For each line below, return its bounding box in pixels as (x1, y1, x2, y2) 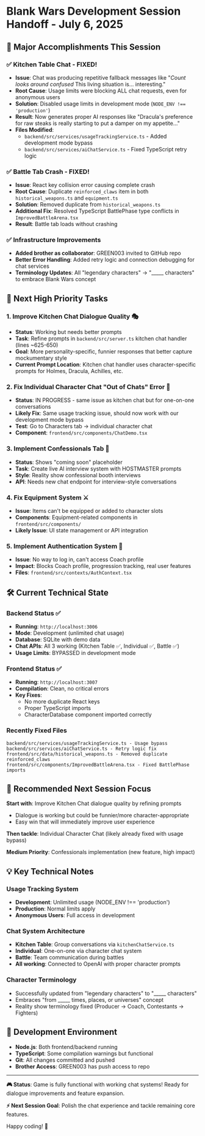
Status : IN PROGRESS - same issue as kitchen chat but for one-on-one (15, 396, 195, 404)
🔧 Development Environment (6, 1027, 118, 1037)
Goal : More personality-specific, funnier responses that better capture (15, 348, 192, 355)
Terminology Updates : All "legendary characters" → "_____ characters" (15, 269, 195, 276)
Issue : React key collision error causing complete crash (15, 181, 156, 189)
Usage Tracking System (6, 884, 79, 893)
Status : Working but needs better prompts (15, 328, 122, 336)
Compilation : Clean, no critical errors (15, 685, 109, 692)
